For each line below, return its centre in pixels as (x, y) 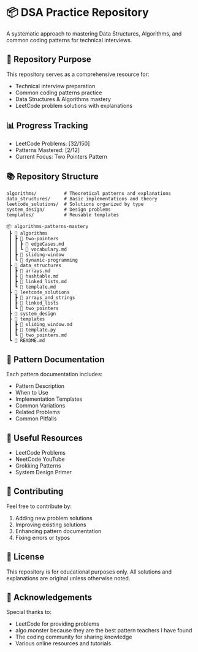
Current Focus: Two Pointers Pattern (61, 156)
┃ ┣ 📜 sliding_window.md (40, 325)
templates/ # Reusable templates (63, 215)
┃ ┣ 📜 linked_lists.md (38, 282)
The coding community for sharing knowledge (74, 637)
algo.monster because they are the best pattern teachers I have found (104, 631)
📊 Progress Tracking (47, 126)
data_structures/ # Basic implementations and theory (82, 199)
